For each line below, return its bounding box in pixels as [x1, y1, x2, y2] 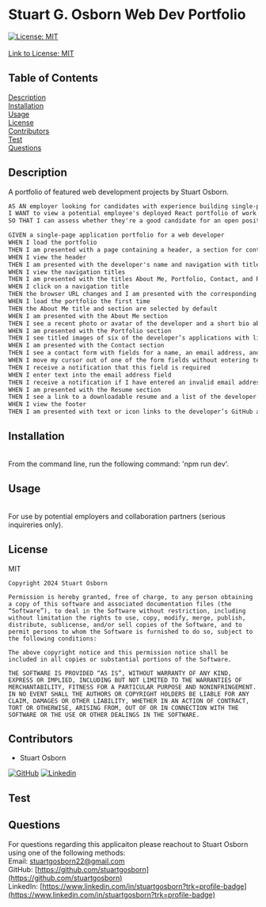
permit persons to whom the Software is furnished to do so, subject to [8, 628, 253, 636]
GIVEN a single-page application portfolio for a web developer [8, 231, 225, 239]
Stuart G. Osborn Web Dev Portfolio [8, 6, 246, 24]
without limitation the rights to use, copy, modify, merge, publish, [8, 613, 246, 622]
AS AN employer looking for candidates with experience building [8, 202, 228, 211]
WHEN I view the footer [8, 400, 87, 408]
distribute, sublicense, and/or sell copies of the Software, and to [8, 620, 243, 628]
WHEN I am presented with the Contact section [8, 342, 165, 350]
